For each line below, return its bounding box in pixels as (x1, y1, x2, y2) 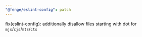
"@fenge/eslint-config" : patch (5, 7, 71, 12)
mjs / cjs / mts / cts (5, 26, 38, 32)
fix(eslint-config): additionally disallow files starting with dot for (5, 21, 137, 27)
